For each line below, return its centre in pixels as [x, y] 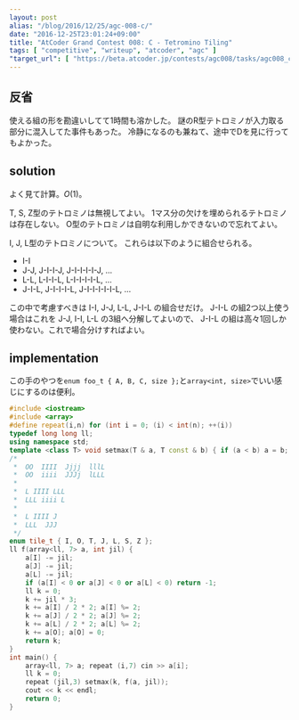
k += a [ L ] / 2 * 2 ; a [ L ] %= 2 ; [83, 625]
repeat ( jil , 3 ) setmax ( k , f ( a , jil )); [97, 683]
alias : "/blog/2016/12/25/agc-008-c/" [81, 26]
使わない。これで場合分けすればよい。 [79, 330]
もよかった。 [32, 143]
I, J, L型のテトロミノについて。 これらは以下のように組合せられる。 [133, 242]
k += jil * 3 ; [51, 599]
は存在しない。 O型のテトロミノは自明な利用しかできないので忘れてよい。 [146, 224]
